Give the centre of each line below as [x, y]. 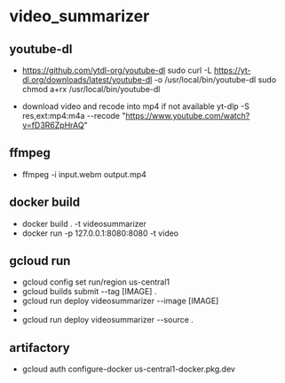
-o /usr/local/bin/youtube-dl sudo [215, 80]
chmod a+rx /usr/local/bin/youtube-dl [91, 89]
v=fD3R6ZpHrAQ [53, 125]
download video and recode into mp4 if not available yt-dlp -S [136, 106]
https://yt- [232, 70]
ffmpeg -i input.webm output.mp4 [84, 174]
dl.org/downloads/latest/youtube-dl [87, 80]
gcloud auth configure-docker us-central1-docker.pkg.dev [128, 369]
